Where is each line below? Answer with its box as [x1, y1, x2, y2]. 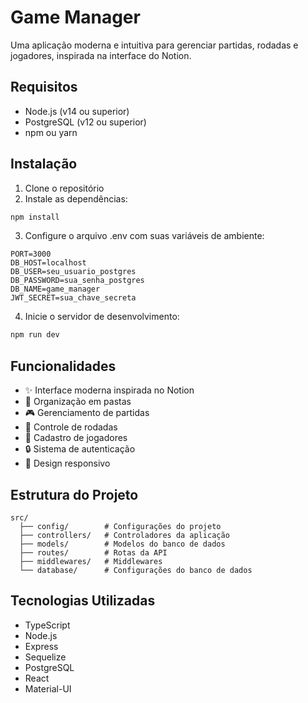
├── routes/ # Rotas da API [19, 547, 168, 558]
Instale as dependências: [24, 192, 128, 205]
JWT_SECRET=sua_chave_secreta [10, 293, 137, 303]
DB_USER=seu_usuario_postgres [10, 267, 137, 277]
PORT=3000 [10, 249, 52, 260]
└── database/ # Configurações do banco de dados [19, 565, 253, 575]
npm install [10, 212, 60, 222]
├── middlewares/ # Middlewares [19, 556, 163, 566]
